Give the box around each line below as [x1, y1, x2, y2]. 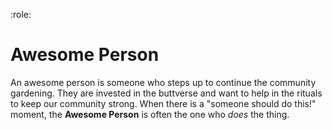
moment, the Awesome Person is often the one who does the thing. [10, 108, 290, 120]
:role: [10, 9, 32, 20]
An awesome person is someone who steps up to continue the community [10, 76, 317, 88]
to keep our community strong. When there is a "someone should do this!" [10, 97, 317, 109]
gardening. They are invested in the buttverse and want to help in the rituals [10, 87, 323, 99]
